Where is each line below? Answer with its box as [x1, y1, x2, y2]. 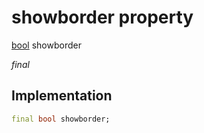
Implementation [11, 87, 113, 105]
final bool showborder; [11, 114, 111, 124]
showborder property [11, 6, 194, 29]
